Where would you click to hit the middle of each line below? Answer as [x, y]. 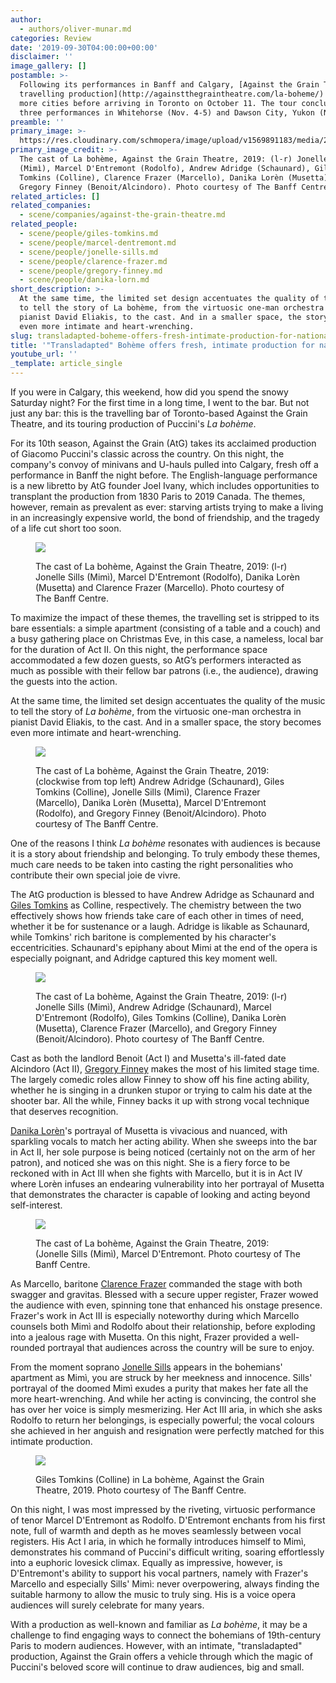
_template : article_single [66, 364]
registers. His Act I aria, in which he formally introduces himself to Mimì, [158, 1541]
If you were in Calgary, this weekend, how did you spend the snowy [149, 392]
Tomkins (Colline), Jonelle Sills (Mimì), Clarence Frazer [148, 792]
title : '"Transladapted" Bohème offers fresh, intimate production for [162, 345]
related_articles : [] [55, 196]
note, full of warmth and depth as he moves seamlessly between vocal [156, 1530]
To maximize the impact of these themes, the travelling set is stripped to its [165, 617]
